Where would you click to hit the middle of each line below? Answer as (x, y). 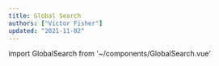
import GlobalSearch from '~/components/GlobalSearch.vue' (110, 54)
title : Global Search (45, 16)
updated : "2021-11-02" (46, 31)
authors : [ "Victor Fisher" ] (56, 23)
